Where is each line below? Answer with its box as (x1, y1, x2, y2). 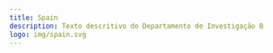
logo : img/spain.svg (9, 30, 87, 39)
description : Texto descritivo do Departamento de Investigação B (9, 22, 264, 31)
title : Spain (9, 13, 59, 22)
